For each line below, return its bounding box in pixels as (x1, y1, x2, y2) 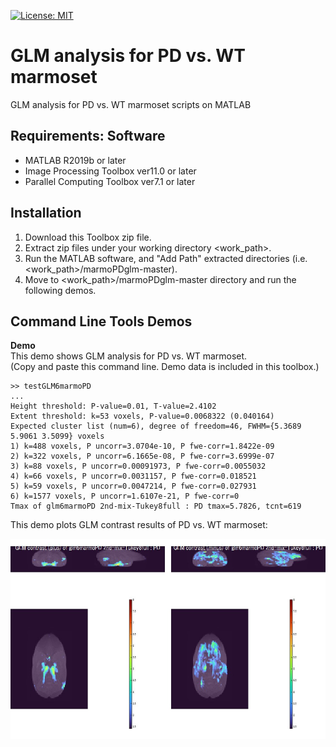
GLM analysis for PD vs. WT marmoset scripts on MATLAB (10, 98, 252, 110)
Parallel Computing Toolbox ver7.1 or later (24, 175, 196, 187)
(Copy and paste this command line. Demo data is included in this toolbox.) (10, 361, 320, 373)
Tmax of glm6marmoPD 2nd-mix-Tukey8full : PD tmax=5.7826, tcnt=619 (10, 501, 302, 512)
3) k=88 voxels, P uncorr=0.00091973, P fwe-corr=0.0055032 (10, 461, 267, 472)
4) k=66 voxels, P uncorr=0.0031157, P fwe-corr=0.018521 (10, 471, 257, 482)
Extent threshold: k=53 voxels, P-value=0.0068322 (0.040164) (10, 411, 275, 422)
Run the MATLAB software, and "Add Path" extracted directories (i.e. (24, 252, 308, 264)
